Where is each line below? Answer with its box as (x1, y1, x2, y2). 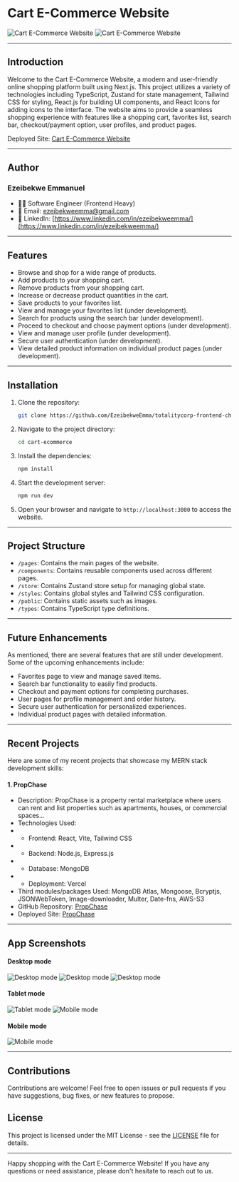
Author (7, 162, 39, 174)
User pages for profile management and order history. (17, 694, 176, 704)
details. (7, 1138, 29, 1147)
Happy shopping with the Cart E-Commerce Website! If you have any (7, 1158, 210, 1168)
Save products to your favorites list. (17, 298, 122, 308)
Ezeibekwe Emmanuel (7, 183, 85, 193)
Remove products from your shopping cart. (17, 283, 144, 292)
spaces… (17, 812, 45, 820)
